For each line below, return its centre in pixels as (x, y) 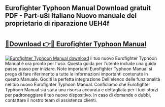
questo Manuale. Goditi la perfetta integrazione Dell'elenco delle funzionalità (83, 79)
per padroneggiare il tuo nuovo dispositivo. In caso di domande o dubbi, (78, 95)
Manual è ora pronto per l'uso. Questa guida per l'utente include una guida (81, 63)
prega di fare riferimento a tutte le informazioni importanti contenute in (77, 74)
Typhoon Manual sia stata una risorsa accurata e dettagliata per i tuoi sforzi (82, 90)
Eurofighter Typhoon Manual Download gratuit (78, 8)
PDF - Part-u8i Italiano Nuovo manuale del (71, 16)
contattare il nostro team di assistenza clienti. (51, 100)
